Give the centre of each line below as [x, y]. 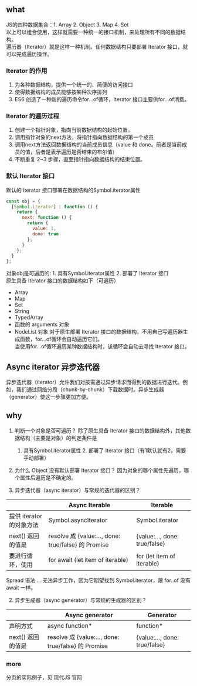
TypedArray [29, 318]
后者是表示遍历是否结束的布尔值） [76, 152]
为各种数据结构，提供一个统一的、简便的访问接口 [74, 85]
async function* [70, 625]
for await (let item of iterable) [89, 560]
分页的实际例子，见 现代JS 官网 [44, 677]
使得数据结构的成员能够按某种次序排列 [61, 92]
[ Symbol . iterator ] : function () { [55, 207]
